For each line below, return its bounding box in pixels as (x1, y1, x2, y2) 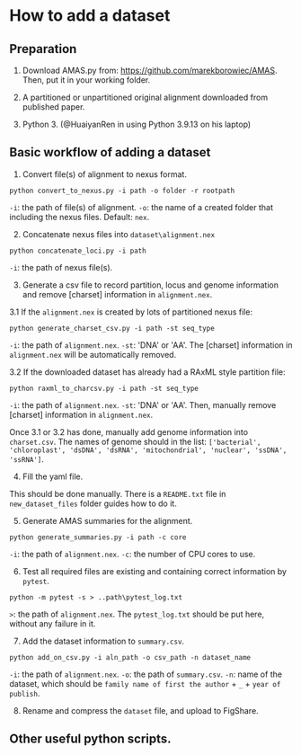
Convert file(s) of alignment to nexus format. (22, 168, 187, 180)
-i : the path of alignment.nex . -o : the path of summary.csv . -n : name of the (9, 669, 283, 679)
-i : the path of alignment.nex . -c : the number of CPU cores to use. (9, 548, 256, 559)
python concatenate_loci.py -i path (9, 246, 146, 255)
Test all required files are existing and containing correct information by (22, 565, 288, 576)
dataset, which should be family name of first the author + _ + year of (9, 678, 281, 688)
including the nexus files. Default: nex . (9, 211, 150, 222)
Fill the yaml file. (22, 471, 84, 482)
